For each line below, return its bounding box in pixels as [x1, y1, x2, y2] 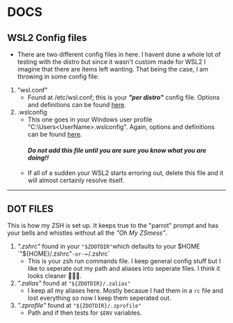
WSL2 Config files [7, 32, 87, 44]
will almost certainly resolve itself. [27, 176, 125, 185]
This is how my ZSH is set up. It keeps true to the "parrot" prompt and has [7, 222, 218, 230]
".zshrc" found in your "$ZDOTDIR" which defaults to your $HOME [17, 242, 200, 251]
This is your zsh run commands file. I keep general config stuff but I [27, 257, 221, 265]
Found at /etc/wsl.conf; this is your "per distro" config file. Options [27, 93, 220, 101]
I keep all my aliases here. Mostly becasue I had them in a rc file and [27, 286, 223, 295]
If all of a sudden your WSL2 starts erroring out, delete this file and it [27, 169, 224, 177]
